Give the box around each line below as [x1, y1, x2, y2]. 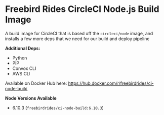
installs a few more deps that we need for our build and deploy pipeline [5, 36, 150, 42]
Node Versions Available [5, 95, 57, 101]
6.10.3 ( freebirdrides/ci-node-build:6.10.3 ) [12, 105, 104, 111]
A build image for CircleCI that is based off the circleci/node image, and [5, 30, 153, 36]
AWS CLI [12, 70, 31, 76]
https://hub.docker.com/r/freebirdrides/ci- [68, 80, 154, 86]
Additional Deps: [5, 45, 41, 51]
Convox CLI [12, 65, 36, 71]
